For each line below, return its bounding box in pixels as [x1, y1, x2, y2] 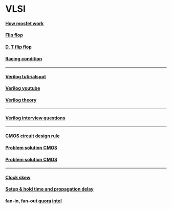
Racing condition [5, 55, 42, 61]
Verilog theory [5, 97, 37, 103]
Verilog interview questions [5, 115, 66, 121]
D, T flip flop [5, 44, 32, 50]
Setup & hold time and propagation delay [5, 186, 94, 192]
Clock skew [5, 174, 31, 180]
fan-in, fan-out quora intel [5, 198, 62, 204]
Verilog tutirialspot [5, 73, 46, 79]
